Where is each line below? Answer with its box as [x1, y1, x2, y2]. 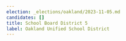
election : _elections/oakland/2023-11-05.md [6, 8, 121, 15]
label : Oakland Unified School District [6, 25, 110, 32]
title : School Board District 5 [6, 20, 88, 26]
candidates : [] [6, 14, 45, 20]
